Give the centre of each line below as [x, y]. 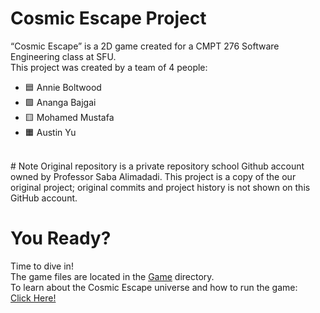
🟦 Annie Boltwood [63, 87]
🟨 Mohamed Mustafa [69, 117]
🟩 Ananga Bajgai [60, 102]
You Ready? [61, 238]
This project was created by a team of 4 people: [109, 67]
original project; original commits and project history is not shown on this [160, 187]
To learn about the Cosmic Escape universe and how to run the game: [154, 287]
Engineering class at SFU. [63, 56]
